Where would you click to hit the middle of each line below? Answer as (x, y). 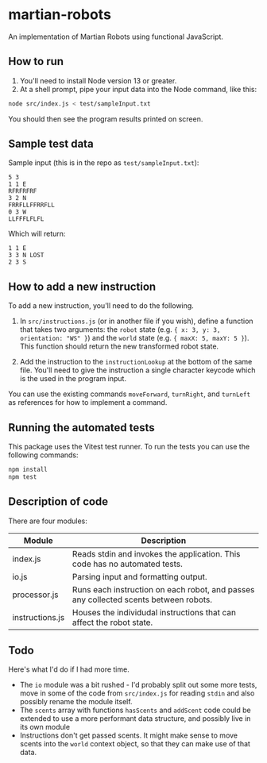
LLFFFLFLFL (26, 219)
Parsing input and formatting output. (139, 576)
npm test (23, 477)
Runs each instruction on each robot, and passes (163, 589)
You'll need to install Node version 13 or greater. (98, 80)
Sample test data (51, 144)
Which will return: (37, 234)
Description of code (58, 502)
